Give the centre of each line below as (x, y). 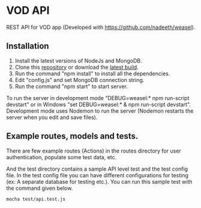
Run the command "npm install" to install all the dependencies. (92, 74)
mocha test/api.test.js (36, 199)
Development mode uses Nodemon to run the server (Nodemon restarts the (100, 111)
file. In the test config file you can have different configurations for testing (97, 175)
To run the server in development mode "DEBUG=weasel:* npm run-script (98, 98)
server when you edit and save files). (52, 117)
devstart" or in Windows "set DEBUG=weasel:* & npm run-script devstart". (98, 104)
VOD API (28, 11)
